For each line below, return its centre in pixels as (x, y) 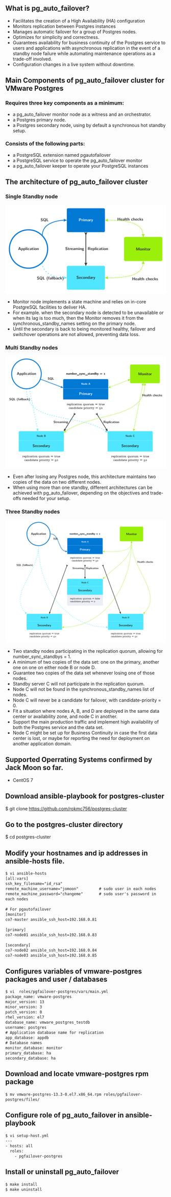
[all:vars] (17, 879)
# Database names (24, 1043)
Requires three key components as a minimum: (65, 103)
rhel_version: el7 (25, 1017)
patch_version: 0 (24, 1012)
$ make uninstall (24, 1189)
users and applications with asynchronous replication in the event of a (87, 48)
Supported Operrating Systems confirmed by (79, 760)
